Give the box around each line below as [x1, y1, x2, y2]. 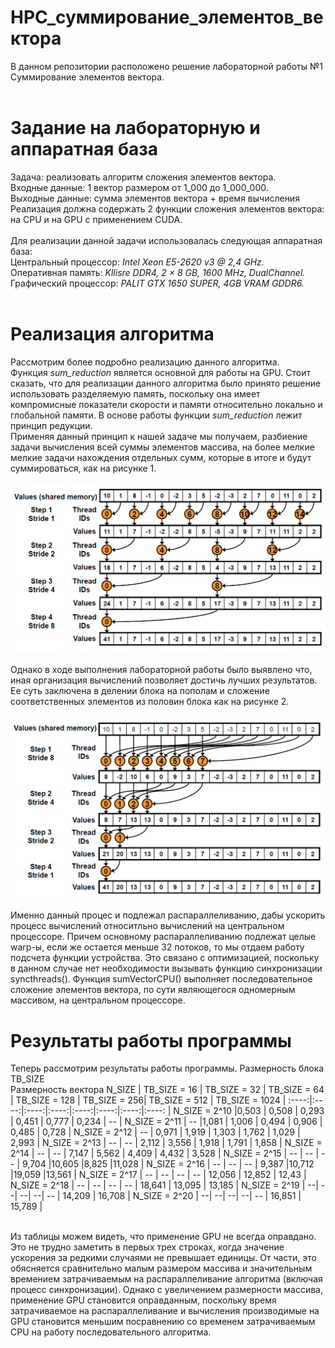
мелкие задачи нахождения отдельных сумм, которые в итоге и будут [10, 451, 312, 463]
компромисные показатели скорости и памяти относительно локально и [10, 398, 323, 410]
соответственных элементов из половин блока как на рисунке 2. [10, 696, 290, 708]
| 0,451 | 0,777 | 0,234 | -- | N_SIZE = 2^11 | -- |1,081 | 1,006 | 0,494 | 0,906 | [10, 1116, 323, 1128]
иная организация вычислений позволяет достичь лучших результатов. [10, 674, 318, 686]
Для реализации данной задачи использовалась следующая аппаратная [10, 234, 323, 246]
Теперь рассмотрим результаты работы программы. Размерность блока [10, 1062, 325, 1075]
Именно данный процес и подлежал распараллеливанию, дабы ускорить [10, 909, 326, 921]
